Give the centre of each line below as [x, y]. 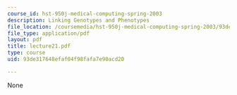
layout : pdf [25, 40]
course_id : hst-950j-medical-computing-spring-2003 [85, 14]
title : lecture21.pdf [39, 46]
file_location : [30, 27]
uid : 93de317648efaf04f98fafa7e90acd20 [66, 59]
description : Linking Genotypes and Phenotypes [79, 20]
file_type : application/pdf [49, 33]
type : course [26, 53]
